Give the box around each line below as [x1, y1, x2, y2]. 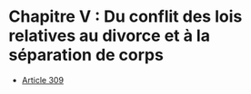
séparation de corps [8, 45, 165, 65]
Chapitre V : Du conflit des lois [8, 6, 243, 27]
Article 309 [21, 74, 65, 85]
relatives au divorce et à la [8, 25, 211, 46]
